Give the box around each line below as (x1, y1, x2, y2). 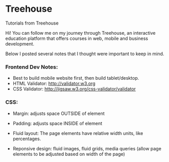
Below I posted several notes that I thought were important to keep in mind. (5, 51, 164, 57)
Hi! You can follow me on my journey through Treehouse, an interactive (5, 30, 156, 36)
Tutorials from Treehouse (5, 20, 59, 26)
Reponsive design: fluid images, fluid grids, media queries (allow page (12, 145, 162, 151)
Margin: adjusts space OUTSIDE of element (12, 110, 105, 117)
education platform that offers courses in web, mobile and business (5, 35, 148, 41)
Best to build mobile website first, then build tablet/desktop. (12, 75, 139, 81)
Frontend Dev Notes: (5, 63, 58, 71)
